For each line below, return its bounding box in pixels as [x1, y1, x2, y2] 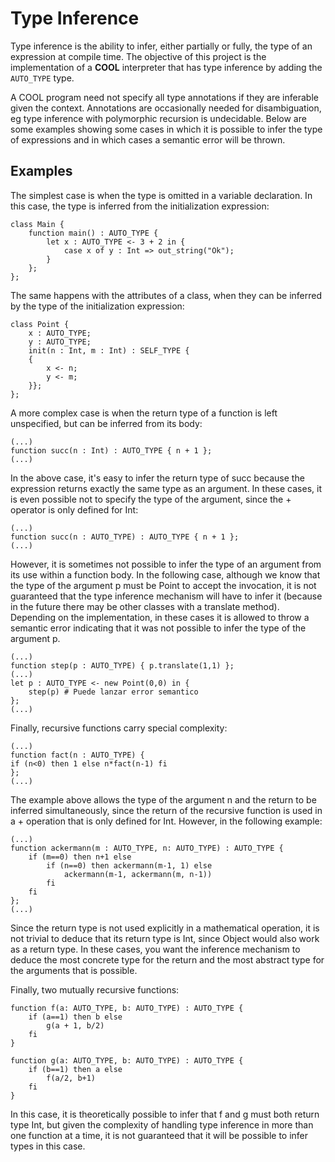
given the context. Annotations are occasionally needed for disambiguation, [10, 102, 322, 114]
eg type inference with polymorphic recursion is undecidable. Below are [10, 112, 307, 124]
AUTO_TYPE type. [10, 72, 75, 84]
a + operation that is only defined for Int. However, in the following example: [10, 815, 323, 827]
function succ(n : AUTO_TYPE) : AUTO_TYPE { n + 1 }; [10, 532, 240, 542]
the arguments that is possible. [10, 964, 138, 976]
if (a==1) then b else [28, 1012, 123, 1022]
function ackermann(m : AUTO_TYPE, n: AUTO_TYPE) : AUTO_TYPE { [10, 843, 284, 853]
